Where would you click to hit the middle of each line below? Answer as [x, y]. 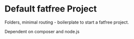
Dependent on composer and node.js [42, 31]
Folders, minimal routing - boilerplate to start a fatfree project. [67, 22]
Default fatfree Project [51, 9]
